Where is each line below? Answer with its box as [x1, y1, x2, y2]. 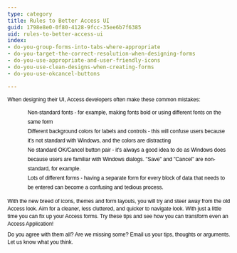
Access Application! [7, 220, 54, 227]
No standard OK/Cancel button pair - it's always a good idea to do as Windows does [27, 146, 226, 153]
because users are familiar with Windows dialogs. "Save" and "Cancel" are [27, 155, 204, 162]
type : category [7, 10, 53, 18]
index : [7, 37, 27, 44]
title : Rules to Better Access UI [7, 17, 110, 24]
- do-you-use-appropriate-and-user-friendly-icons [7, 57, 161, 64]
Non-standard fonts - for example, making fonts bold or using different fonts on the [27, 108, 222, 116]
